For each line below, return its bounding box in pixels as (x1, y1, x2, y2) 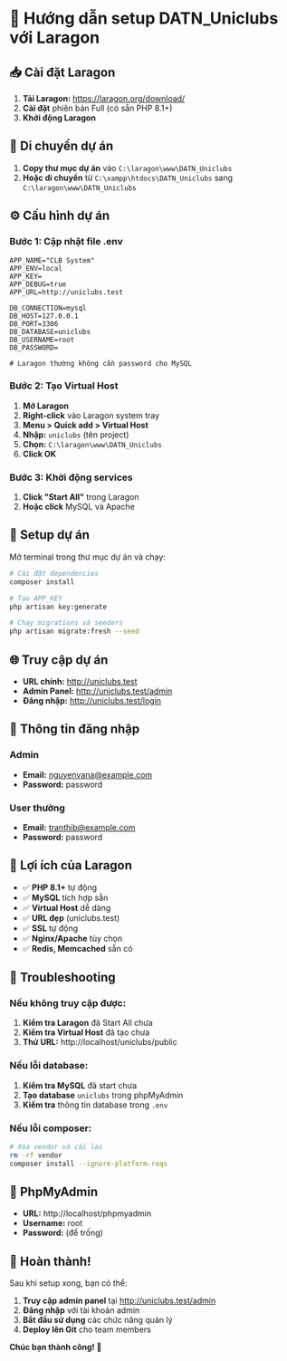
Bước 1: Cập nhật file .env (9, 235, 124, 248)
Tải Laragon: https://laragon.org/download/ (22, 93, 186, 103)
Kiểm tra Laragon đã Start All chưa (22, 1018, 154, 1029)
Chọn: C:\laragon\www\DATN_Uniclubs (22, 438, 163, 449)
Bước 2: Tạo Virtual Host (9, 379, 120, 392)
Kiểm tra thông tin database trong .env (22, 1099, 168, 1110)
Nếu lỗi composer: (9, 1122, 92, 1135)
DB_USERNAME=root (9, 335, 75, 344)
